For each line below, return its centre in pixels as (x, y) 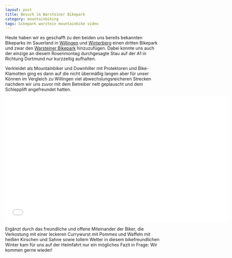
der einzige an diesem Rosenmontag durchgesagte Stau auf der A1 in (76, 54)
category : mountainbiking (32, 19)
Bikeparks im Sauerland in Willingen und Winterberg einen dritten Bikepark (81, 43)
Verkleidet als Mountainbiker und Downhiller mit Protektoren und (71, 68)
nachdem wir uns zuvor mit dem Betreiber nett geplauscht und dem (74, 84)
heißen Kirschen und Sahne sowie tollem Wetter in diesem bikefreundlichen (82, 240)
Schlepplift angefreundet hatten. (38, 89)
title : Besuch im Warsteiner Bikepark (45, 14)
